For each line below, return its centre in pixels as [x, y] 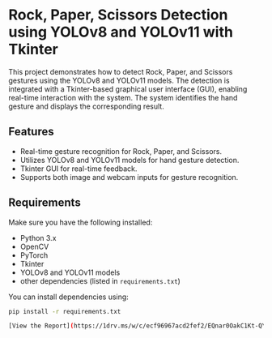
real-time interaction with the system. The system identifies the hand [123, 97]
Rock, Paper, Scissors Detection [118, 15]
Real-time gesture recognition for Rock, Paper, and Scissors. [121, 151]
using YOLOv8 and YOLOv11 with [121, 32]
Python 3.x [38, 237]
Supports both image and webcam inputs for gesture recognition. [129, 177]
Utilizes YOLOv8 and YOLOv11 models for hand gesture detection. [130, 160]
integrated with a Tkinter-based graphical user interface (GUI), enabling [128, 89]
